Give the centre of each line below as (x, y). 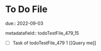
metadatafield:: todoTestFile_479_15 (42, 33)
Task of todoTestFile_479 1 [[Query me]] (54, 43)
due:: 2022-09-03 (24, 23)
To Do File (26, 9)
